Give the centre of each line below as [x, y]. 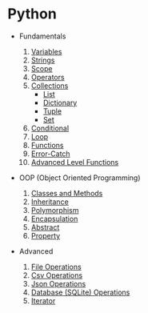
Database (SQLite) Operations [80, 292]
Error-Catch [50, 154]
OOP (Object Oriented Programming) [80, 178]
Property [46, 235]
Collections [50, 86]
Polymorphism [55, 210]
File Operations [56, 267]
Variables [46, 51]
